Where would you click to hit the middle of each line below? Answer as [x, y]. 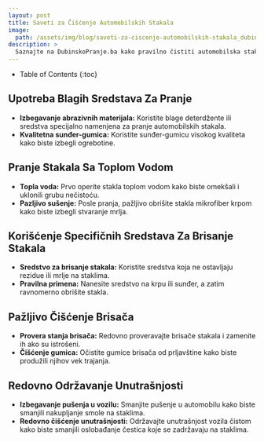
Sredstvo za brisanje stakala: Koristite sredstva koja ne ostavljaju [126, 267]
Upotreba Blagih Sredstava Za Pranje [100, 99]
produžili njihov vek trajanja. [65, 361]
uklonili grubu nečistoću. [59, 195]
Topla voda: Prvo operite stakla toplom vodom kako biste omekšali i [129, 186]
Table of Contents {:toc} [59, 74]
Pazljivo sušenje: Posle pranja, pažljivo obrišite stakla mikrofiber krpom [136, 203]
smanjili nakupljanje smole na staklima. [82, 413]
